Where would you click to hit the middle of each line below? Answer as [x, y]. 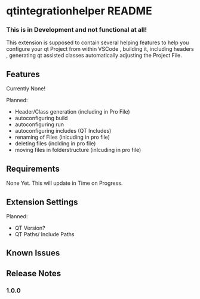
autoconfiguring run [39, 124]
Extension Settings [42, 202]
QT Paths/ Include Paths [44, 234]
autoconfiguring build [41, 118]
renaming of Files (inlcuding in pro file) [62, 137]
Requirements [33, 169]
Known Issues [33, 253]
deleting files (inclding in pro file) [55, 144]
